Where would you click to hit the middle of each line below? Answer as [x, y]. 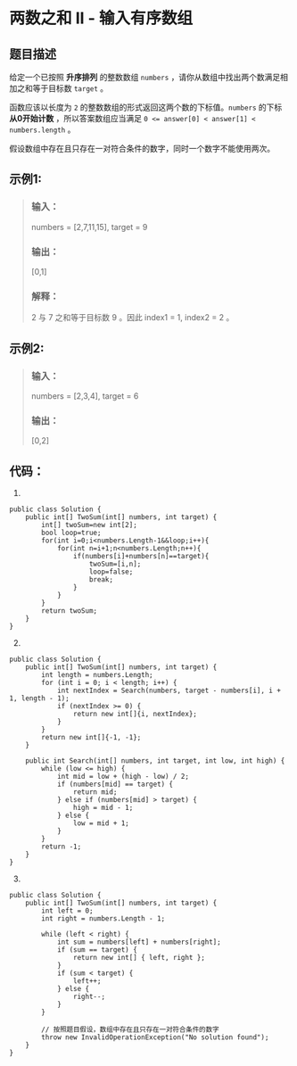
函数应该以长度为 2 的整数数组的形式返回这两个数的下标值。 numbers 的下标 [146, 107]
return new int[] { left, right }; [139, 958]
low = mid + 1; [101, 823]
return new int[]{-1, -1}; [91, 738]
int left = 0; [67, 911]
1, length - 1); [39, 698]
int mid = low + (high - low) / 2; [123, 777]
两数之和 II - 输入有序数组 [101, 18]
